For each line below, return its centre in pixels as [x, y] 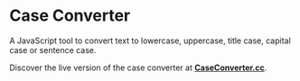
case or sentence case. [53, 49]
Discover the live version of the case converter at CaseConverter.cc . [138, 67]
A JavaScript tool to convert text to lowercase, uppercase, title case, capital [150, 40]
